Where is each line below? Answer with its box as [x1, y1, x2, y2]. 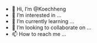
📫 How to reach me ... [11, 31, 66, 37]
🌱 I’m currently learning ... [11, 18, 75, 24]
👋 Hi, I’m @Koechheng [11, 6, 66, 12]
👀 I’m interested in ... [11, 12, 62, 19]
